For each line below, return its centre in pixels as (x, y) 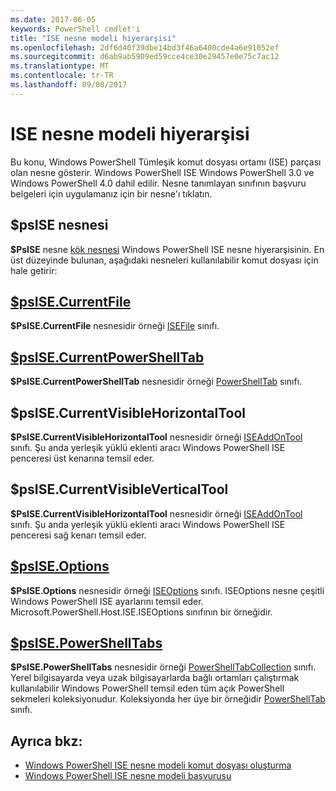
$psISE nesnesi (59, 225)
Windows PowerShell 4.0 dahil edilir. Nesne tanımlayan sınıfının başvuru (158, 183)
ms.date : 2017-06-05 (53, 19)
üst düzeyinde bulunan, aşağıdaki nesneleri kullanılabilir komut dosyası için (164, 260)
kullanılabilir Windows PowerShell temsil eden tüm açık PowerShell (147, 688)
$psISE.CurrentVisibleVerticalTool (119, 489)
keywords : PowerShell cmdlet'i (75, 29)
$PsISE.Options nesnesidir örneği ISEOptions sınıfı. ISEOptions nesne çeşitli (167, 590)
